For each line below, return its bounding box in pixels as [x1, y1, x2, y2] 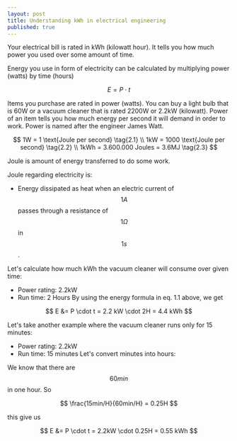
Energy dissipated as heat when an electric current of [17, 184, 175, 193]
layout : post [7, 10, 46, 18]
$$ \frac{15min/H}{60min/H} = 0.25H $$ [59, 399, 178, 408]
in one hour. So [7, 386, 52, 394]
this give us [7, 413, 41, 422]
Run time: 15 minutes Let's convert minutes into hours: [17, 350, 176, 358]
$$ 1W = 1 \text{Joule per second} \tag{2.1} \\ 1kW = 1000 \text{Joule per [13, 135, 225, 144]
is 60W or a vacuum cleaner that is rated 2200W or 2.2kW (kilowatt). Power [7, 107, 229, 116]
